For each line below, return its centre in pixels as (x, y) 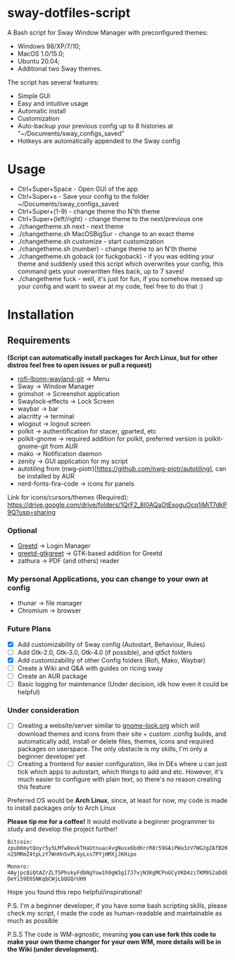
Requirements (39, 341)
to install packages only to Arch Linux (62, 808)
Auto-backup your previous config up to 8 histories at (95, 125)
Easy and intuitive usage (53, 103)
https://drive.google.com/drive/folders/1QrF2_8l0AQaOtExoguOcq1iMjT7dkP (117, 505)
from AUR (64, 446)
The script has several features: (53, 82)
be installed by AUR (46, 476)
